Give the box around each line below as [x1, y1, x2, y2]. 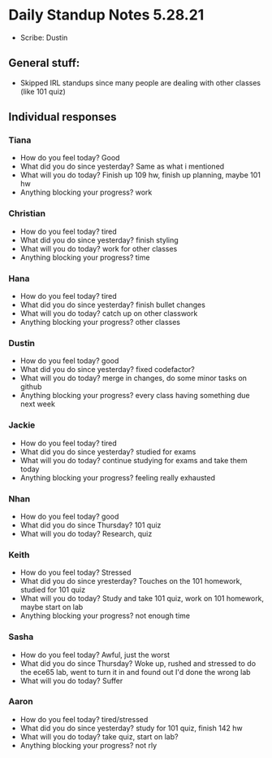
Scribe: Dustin [19, 33, 68, 42]
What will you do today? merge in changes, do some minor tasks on [19, 373, 248, 383]
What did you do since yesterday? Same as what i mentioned [19, 161, 225, 172]
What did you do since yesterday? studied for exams [19, 446, 196, 457]
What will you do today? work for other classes [19, 243, 178, 253]
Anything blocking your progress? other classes [19, 318, 181, 327]
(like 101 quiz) [19, 86, 67, 96]
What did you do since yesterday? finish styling [19, 234, 179, 245]
